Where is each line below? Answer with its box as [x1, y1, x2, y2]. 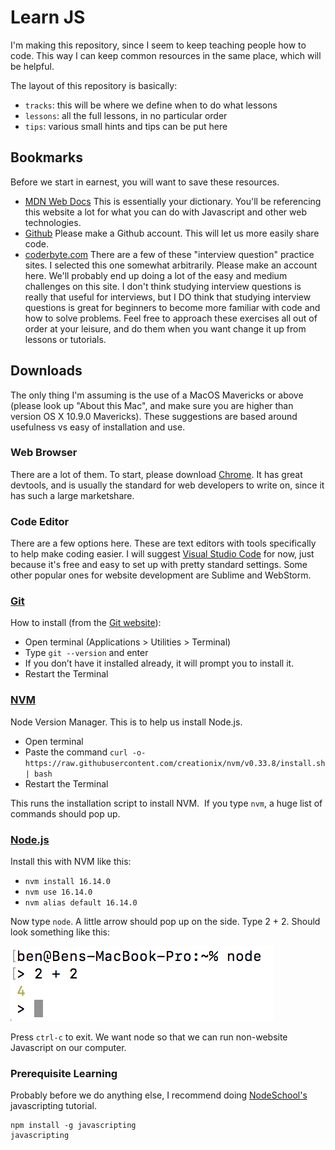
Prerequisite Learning [10, 1066, 118, 1080]
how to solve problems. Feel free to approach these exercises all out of [24, 312, 318, 324]
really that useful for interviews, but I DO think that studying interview [24, 291, 312, 303]
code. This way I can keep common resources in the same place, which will [10, 49, 322, 61]
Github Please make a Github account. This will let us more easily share [24, 227, 320, 239]
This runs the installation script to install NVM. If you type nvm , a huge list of [10, 797, 323, 809]
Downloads [10, 362, 83, 380]
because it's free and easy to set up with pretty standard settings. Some [10, 559, 308, 571]
